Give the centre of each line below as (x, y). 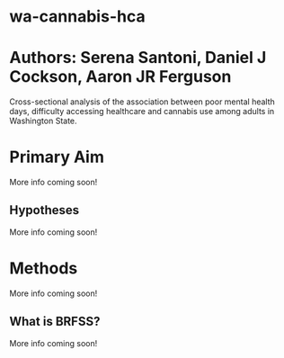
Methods (44, 268)
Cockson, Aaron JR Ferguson (120, 77)
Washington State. (44, 121)
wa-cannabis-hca (77, 17)
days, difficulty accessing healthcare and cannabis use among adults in (142, 112)
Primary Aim (57, 157)
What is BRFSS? (55, 322)
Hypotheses (44, 210)
